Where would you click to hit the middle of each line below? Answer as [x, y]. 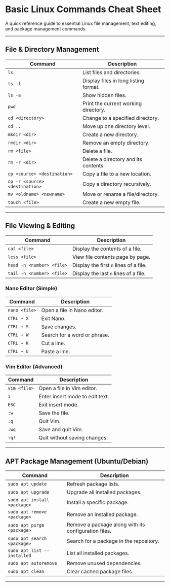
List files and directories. [112, 72]
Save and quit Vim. [61, 430]
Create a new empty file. [112, 202]
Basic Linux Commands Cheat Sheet [83, 9]
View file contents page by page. [112, 257]
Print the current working [112, 103]
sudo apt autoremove [32, 563]
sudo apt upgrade [29, 492]
